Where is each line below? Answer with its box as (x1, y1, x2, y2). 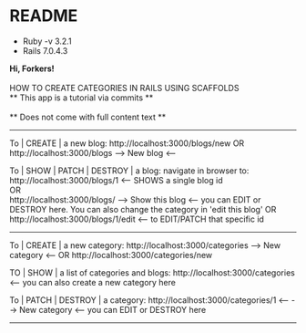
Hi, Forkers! (9, 63, 55, 74)
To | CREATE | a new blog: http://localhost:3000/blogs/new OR (9, 138, 245, 149)
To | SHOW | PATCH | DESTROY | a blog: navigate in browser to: (9, 165, 250, 176)
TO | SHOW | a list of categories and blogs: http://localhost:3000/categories (9, 266, 296, 278)
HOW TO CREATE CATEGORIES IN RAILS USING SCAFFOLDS (9, 82, 240, 93)
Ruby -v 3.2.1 (22, 36, 72, 47)
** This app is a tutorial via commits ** (9, 92, 154, 103)
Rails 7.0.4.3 (22, 45, 68, 56)
